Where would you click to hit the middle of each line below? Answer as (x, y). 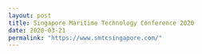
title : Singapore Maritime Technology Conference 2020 (101, 23)
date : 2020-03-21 (37, 30)
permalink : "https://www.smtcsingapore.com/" (85, 38)
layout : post (30, 15)
